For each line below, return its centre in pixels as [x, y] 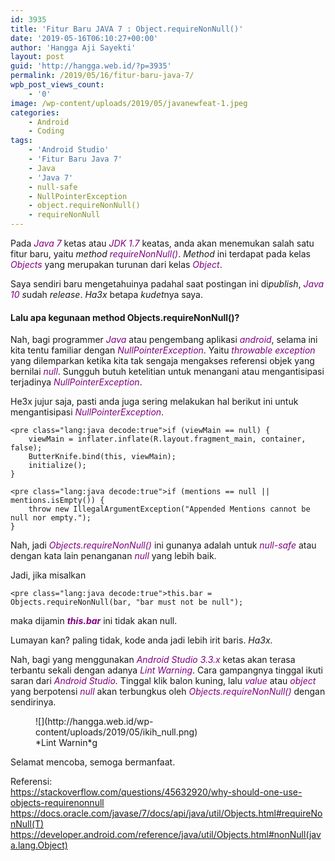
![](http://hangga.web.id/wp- [94, 722]
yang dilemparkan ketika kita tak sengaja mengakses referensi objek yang [162, 361]
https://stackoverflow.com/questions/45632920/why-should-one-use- [156, 792]
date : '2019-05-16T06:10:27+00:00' [84, 38]
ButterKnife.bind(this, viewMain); [102, 457]
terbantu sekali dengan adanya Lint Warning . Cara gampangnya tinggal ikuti [166, 670]
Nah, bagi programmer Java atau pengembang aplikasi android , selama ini [164, 340]
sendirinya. [33, 702]
